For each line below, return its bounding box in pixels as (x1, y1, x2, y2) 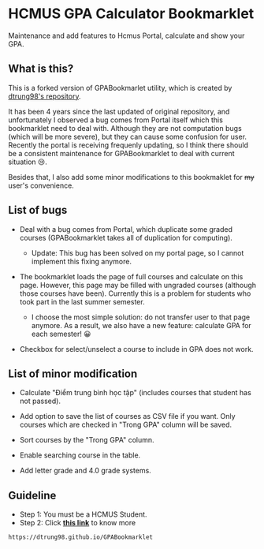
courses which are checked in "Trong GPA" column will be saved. (19, 420, 232, 430)
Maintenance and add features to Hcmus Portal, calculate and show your (8, 31, 245, 40)
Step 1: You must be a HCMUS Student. (19, 510, 147, 519)
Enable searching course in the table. (19, 450, 141, 460)
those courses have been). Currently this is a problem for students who (19, 289, 251, 298)
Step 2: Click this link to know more (19, 518, 136, 528)
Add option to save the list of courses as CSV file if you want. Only (19, 412, 236, 421)
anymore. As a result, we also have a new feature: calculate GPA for (31, 320, 252, 330)
